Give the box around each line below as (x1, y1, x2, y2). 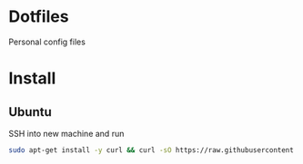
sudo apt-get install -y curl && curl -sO (8, 145, 172, 155)
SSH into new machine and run (8, 128, 125, 139)
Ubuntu (8, 104, 52, 120)
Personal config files (8, 36, 86, 47)
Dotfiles (8, 6, 69, 27)
